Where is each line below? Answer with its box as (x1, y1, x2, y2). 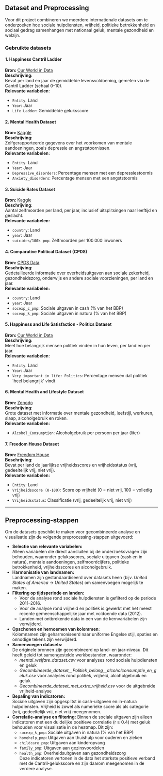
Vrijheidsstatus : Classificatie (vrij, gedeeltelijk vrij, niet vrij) (12, 497, 132, 503)
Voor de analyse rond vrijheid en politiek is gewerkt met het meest (19, 605, 152, 611)
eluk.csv (19, 672, 36, 678)
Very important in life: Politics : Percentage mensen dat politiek (12, 372, 148, 378)
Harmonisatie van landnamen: (12, 569, 74, 575)
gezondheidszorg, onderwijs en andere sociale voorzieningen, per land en (5, 275, 154, 281)
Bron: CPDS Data (5, 260, 40, 265)
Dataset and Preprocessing (5, 4, 89, 12)
